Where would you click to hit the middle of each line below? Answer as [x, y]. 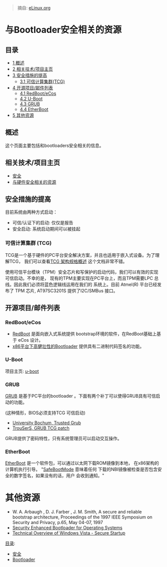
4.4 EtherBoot [34, 109]
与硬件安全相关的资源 [34, 182]
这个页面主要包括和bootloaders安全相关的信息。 [55, 145]
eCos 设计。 [31, 340]
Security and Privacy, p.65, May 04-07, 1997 [58, 523]
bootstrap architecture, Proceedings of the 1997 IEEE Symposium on [82, 517]
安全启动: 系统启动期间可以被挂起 [46, 229]
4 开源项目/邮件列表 [33, 88]
